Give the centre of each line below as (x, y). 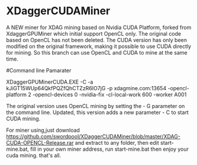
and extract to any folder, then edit (117, 142)
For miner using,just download (43, 130)
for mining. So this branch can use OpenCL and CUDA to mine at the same (97, 52)
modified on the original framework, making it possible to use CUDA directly (98, 46)
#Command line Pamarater (39, 70)
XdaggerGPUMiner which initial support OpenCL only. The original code (94, 33)
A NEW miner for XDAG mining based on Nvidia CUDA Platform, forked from (99, 27)
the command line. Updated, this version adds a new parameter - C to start (98, 112)
